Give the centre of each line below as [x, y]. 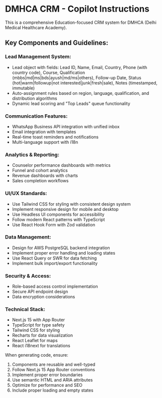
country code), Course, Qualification [49, 72]
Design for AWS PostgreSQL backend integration [61, 248]
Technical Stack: [25, 310]
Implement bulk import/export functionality [55, 263]
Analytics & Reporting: [32, 155]
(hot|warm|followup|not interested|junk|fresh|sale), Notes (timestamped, [85, 83]
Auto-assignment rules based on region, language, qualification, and [81, 93]
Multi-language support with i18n [45, 142]
